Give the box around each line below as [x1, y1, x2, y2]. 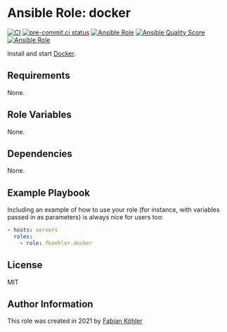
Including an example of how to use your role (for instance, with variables [7, 205, 220, 214]
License [7, 259, 43, 272]
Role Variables [7, 109, 72, 121]
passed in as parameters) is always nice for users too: [7, 213, 164, 222]
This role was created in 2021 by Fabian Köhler [7, 317, 143, 325]
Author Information [7, 298, 93, 310]
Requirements [7, 70, 70, 82]
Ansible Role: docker [7, 5, 131, 21]
